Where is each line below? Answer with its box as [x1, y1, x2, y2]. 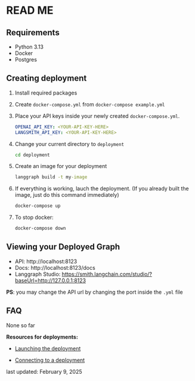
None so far [6, 321, 36, 329]
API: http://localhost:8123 [14, 258, 78, 265]
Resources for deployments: [6, 333, 79, 340]
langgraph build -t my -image [14, 174, 88, 180]
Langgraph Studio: [14, 270, 61, 278]
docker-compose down [14, 225, 66, 231]
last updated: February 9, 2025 [6, 368, 82, 375]
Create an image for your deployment [14, 163, 107, 170]
